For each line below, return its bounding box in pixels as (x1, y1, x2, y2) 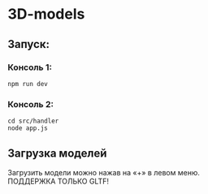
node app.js (7, 124, 48, 132)
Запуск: (7, 37, 50, 51)
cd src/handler (7, 117, 59, 126)
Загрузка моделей (7, 146, 107, 160)
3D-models (7, 5, 85, 24)
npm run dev (7, 80, 48, 88)
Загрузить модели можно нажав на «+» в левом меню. (7, 167, 200, 177)
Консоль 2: (7, 98, 54, 110)
